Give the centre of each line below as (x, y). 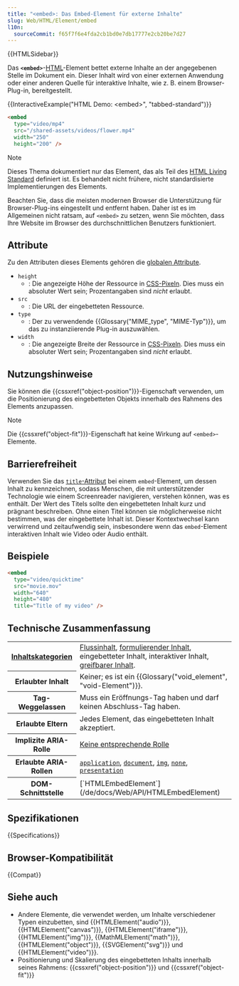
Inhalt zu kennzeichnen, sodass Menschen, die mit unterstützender (106, 489)
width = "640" (32, 593)
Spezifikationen (43, 818)
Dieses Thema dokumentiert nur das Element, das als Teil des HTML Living (117, 171)
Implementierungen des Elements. (58, 187)
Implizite (30, 740)
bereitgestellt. (52, 90)
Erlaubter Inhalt (42, 681)
